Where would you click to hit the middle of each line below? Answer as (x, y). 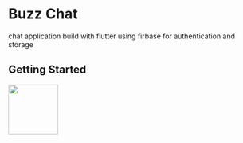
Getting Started (47, 70)
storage (21, 44)
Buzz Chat (43, 14)
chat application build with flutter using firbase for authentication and (122, 36)
